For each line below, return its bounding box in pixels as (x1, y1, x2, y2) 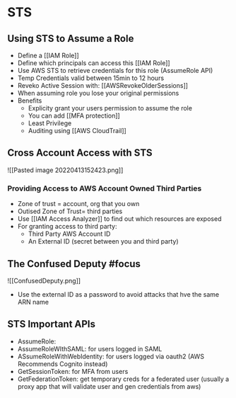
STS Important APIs (7, 318, 96, 330)
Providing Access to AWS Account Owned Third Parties (7, 183, 202, 193)
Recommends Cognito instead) (17, 359, 108, 368)
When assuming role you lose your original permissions (17, 89, 179, 97)
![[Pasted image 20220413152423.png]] (7, 166, 124, 174)
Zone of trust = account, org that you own (17, 200, 140, 208)
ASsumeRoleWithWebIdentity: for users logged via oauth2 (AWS (17, 352, 205, 360)
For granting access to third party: (17, 222, 117, 231)
